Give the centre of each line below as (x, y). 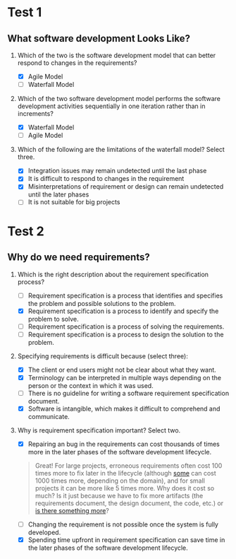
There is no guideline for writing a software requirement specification (129, 393)
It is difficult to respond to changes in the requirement (106, 179)
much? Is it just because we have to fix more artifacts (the (119, 496)
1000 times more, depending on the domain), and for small (120, 481)
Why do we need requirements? (79, 258)
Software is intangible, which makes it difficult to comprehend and (124, 408)
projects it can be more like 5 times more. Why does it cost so (125, 488)
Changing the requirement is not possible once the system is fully (123, 524)
